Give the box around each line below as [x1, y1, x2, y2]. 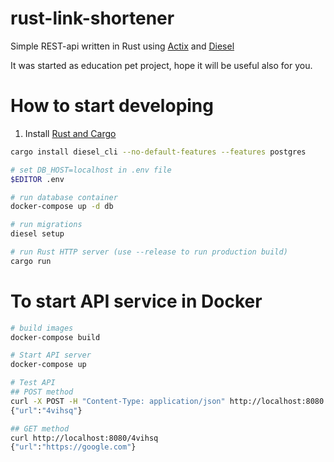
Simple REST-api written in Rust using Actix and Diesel [10, 40, 235, 52]
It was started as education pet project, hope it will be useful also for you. [10, 59, 313, 71]
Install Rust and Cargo [24, 127, 117, 139]
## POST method [10, 387, 74, 397]
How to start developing [10, 95, 214, 117]
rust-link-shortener [10, 7, 175, 30]
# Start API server [10, 350, 92, 361]
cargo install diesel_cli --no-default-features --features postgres [10, 147, 307, 157]
